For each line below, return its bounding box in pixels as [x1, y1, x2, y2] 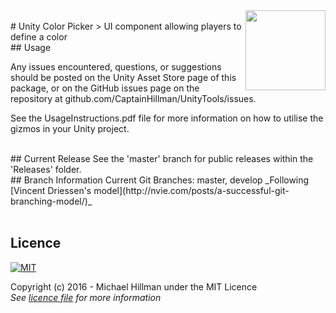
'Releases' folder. [10, 164, 82, 175]
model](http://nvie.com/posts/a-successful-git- [93, 185, 290, 196]
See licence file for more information [10, 291, 162, 303]
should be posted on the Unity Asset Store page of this [10, 72, 237, 83]
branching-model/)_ [10, 195, 93, 207]
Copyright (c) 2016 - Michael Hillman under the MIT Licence [10, 280, 258, 293]
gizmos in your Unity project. [10, 123, 130, 134]
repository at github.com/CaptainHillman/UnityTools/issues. [10, 93, 257, 104]
